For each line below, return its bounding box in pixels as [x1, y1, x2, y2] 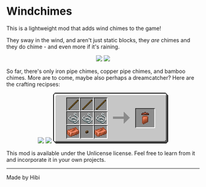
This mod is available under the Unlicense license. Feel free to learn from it [6, 149, 196, 157]
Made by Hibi [6, 174, 40, 181]
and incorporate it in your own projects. [6, 156, 106, 163]
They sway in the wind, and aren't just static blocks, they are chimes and [6, 36, 191, 44]
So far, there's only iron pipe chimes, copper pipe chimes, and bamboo [6, 67, 186, 75]
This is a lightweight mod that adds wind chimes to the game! [6, 25, 161, 32]
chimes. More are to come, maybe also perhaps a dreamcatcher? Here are [6, 74, 194, 81]
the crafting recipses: [6, 80, 60, 88]
